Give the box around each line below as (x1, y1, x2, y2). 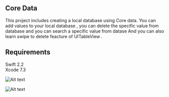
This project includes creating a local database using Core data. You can (5, 17, 156, 23)
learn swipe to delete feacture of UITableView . (5, 33, 103, 39)
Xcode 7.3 (5, 66, 26, 72)
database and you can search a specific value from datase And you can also (5, 28, 164, 34)
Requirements (5, 48, 50, 57)
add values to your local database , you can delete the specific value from (5, 23, 159, 29)
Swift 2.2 (5, 61, 24, 67)
